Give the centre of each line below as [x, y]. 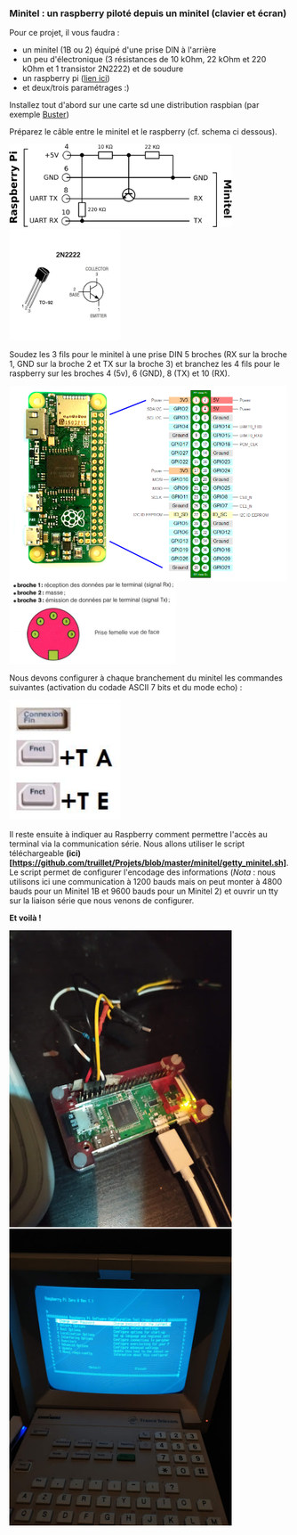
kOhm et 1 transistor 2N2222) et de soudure [103, 69]
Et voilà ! [25, 918]
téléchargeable [37, 853]
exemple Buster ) [39, 115]
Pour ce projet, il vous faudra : [64, 33]
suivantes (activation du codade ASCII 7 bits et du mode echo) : [126, 688]
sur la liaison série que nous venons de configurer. [102, 900]
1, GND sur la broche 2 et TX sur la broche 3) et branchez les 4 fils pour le [144, 364]
